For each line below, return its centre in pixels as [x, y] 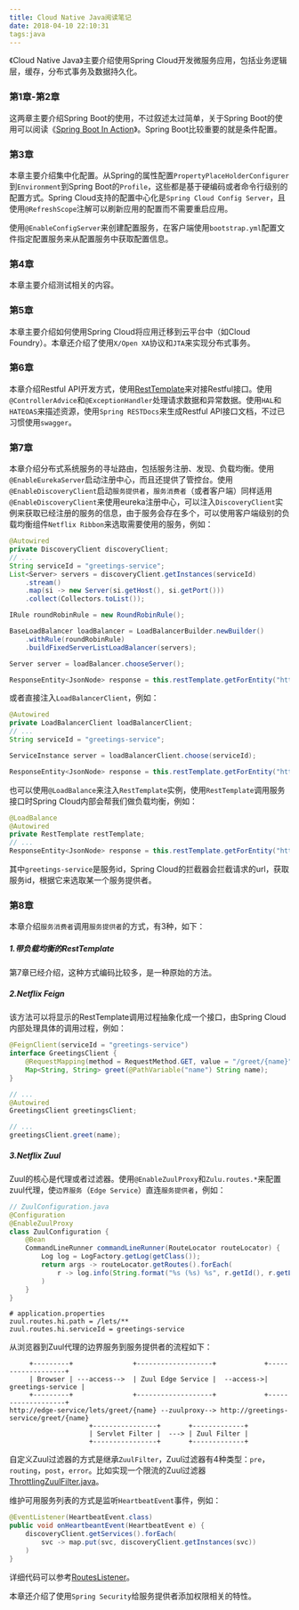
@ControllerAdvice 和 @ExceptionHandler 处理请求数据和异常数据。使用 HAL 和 [145, 400]
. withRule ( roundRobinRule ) [75, 639]
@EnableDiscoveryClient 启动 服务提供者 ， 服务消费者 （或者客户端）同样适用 [141, 491]
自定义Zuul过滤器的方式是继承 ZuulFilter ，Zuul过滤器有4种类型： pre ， [139, 1460]
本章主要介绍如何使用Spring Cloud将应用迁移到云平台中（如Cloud [130, 331]
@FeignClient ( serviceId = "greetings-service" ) [99, 1045]
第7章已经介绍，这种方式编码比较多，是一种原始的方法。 [113, 973]
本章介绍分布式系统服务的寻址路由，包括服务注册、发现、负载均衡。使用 [141, 469]
